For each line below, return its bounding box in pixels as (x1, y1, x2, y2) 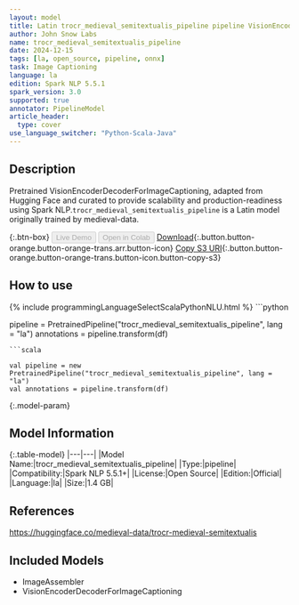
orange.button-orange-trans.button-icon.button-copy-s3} (9, 252, 222, 262)
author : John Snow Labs (9, 29, 98, 38)
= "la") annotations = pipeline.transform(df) (9, 328, 169, 339)
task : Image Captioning (9, 63, 98, 72)
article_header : (9, 112, 69, 121)
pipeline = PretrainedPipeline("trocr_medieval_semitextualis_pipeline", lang (9, 319, 283, 329)
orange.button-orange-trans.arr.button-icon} (9, 242, 174, 254)
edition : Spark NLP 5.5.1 (9, 79, 105, 88)
